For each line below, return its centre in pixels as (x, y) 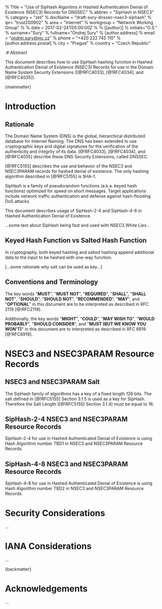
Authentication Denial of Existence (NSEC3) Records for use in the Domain (79, 67)
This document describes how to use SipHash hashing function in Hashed (79, 62)
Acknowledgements (46, 589)
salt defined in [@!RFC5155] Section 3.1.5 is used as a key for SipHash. (75, 399)
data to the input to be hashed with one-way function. (59, 257)
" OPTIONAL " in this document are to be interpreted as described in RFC (77, 304)
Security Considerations (55, 513)
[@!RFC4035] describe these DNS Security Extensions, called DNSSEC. (77, 157)
